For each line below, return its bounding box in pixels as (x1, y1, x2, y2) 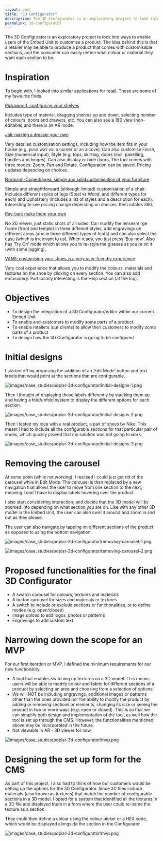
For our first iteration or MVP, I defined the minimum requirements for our (5, 661, 151, 667)
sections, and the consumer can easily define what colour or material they (5, 50, 153, 56)
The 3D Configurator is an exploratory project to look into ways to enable (5, 34, 151, 40)
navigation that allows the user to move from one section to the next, (5, 484, 142, 490)
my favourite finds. (5, 93, 43, 99)
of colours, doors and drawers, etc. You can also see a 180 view (5, 117, 133, 123)
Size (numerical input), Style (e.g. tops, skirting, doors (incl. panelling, (5, 152, 145, 157)
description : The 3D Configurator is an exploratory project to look (5, 16, 149, 21)
